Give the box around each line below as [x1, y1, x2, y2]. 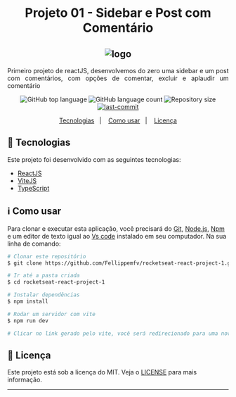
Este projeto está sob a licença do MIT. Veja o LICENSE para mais [7, 368, 197, 377]
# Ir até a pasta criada [7, 272, 80, 279]
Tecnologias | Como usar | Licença [59, 116, 177, 125]
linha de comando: [7, 239, 61, 248]
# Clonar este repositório [7, 253, 86, 260]
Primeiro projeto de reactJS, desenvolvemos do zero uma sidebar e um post [7, 67, 229, 75]
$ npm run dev [7, 317, 49, 324]
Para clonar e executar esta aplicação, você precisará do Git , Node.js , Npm [7, 224, 225, 233]
